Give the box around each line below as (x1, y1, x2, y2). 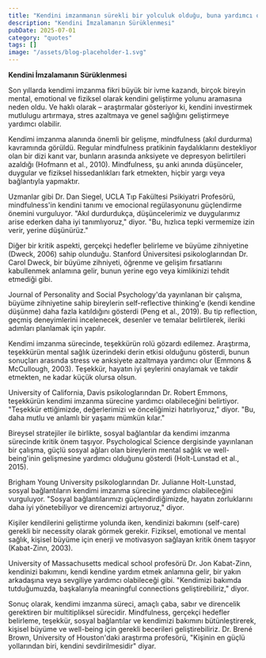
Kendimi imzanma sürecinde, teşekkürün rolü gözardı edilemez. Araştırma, (8, 339, 251, 348)
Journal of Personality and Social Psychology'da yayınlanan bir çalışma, (8, 290, 243, 299)
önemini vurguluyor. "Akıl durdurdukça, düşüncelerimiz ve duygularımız (8, 209, 241, 218)
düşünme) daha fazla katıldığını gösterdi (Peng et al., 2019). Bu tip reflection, (8, 306, 257, 316)
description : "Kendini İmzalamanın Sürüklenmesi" (8, 19, 176, 27)
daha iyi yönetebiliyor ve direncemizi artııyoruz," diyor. (8, 503, 184, 512)
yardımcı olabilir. (8, 120, 62, 128)
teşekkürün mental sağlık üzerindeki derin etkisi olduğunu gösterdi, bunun (8, 348, 249, 356)
